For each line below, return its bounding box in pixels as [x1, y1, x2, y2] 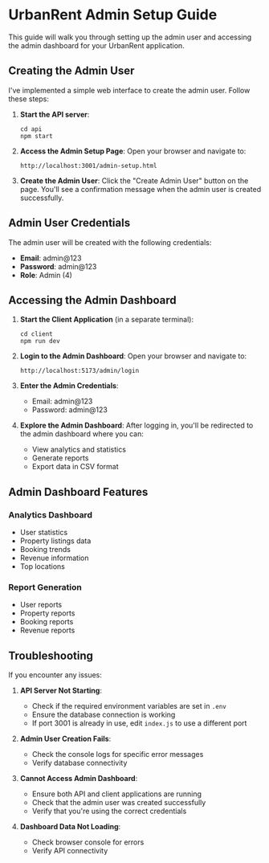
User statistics [19, 528, 68, 538]
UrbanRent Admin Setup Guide [8, 6, 218, 24]
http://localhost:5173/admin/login [19, 367, 140, 375]
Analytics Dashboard [8, 509, 92, 520]
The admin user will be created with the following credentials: [8, 237, 212, 247]
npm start [19, 132, 54, 140]
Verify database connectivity [31, 758, 128, 768]
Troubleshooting [8, 648, 94, 662]
